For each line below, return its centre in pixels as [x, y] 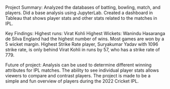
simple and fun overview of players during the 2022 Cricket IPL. [72, 81]
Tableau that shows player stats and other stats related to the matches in [81, 18]
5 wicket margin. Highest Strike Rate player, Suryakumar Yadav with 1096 [82, 44]
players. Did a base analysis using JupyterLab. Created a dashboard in [79, 13]
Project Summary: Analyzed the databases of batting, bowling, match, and [83, 7]
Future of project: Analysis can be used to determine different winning [78, 65]
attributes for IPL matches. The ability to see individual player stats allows [82, 70]
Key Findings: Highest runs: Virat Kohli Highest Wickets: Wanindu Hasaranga [85, 33]
